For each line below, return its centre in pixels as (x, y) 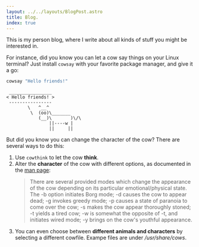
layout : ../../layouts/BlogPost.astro (54, 12)
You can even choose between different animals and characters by (99, 231)
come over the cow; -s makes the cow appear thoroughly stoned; (110, 207)
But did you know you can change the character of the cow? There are (93, 140)
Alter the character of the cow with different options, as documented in (103, 164)
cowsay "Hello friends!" (37, 81)
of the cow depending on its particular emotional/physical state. (108, 188)
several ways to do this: (35, 146)
